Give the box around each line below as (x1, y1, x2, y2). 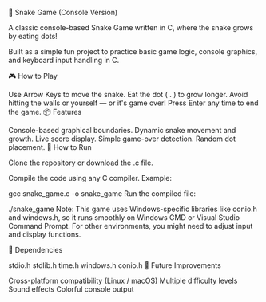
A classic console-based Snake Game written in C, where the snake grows (8, 23, 254, 32)
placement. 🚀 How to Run (8, 143, 92, 151)
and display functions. (8, 229, 81, 239)
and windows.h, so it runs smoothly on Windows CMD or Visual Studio (8, 213, 240, 222)
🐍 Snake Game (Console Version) (8, 8, 118, 17)
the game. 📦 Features (8, 108, 82, 116)
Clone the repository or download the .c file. (8, 158, 153, 167)
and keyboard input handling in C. (8, 56, 120, 65)
